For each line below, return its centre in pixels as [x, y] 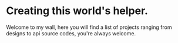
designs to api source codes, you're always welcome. [71, 33]
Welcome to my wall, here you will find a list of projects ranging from [89, 27]
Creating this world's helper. [77, 11]
